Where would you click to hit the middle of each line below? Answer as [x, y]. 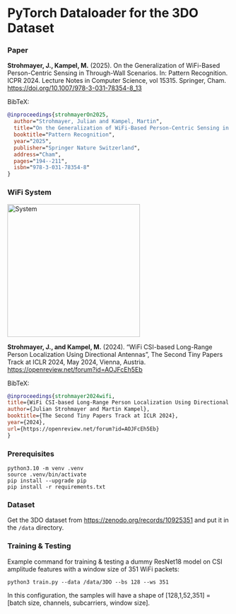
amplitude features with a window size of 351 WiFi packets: [94, 569]
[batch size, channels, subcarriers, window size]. [79, 603]
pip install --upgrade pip [47, 481]
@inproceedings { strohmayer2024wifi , [61, 396]
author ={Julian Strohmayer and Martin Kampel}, [79, 409]
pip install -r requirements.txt [57, 487]
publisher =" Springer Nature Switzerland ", [77, 148]
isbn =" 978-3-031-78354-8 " [52, 168]
